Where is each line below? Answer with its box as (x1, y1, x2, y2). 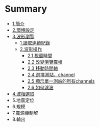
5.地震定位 (12, 97, 34, 103)
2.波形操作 (19, 46, 42, 52)
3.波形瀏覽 (12, 33, 35, 39)
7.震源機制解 (12, 110, 39, 116)
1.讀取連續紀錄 (19, 39, 51, 46)
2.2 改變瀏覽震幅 (27, 59, 63, 65)
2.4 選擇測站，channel (27, 71, 75, 78)
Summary (5, 3, 47, 15)
